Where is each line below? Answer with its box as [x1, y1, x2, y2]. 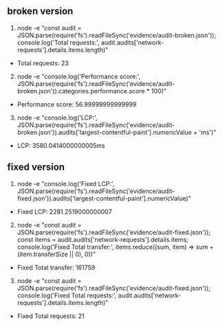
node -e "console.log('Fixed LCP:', [17, 179, 115, 188]
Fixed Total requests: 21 [17, 312, 85, 320]
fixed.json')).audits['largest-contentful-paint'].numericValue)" [17, 194, 191, 202]
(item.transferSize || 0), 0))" [17, 250, 96, 258]
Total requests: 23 [17, 58, 69, 67]
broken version [7, 5, 74, 17]
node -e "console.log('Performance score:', [17, 72, 141, 80]
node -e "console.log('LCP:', [17, 113, 98, 122]
